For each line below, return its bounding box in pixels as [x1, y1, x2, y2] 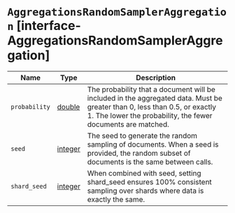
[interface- [16, 18, 82, 34]
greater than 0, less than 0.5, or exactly [87, 102, 217, 112]
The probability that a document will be [87, 85, 215, 94]
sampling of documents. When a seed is [87, 139, 219, 149]
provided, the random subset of [87, 148, 191, 158]
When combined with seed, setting [87, 168, 201, 178]
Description [136, 73, 176, 82]
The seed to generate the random [87, 131, 198, 140]
